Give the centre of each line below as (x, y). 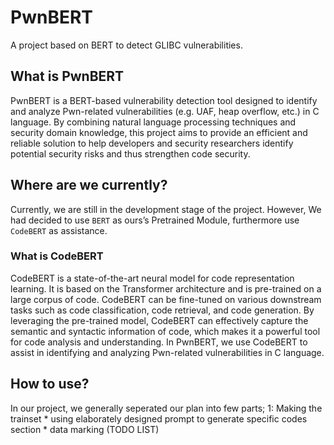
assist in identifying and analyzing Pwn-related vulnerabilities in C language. (167, 352)
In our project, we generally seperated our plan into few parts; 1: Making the (166, 408)
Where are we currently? (89, 185)
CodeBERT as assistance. (59, 230)
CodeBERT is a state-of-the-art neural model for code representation (152, 278)
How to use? (50, 384)
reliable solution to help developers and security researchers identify (152, 143)
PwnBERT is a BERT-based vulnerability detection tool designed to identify (164, 100)
